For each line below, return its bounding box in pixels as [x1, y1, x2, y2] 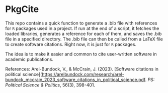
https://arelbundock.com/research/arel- [42, 71, 124, 77]
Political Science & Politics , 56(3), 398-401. [5, 81, 96, 88]
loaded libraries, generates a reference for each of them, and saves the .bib [5, 30, 162, 36]
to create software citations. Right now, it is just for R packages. [5, 41, 137, 47]
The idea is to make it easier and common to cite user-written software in [5, 51, 157, 57]
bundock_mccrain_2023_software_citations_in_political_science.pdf [5, 76, 145, 82]
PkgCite [5, 3, 39, 15]
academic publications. [5, 56, 54, 62]
